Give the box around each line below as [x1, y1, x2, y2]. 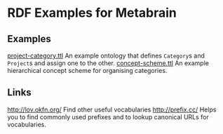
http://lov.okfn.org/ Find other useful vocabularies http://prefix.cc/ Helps [7, 105, 217, 114]
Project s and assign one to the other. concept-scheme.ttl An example [7, 59, 209, 67]
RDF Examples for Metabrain [7, 5, 177, 21]
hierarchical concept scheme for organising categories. [7, 67, 168, 74]
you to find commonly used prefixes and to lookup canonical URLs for [7, 112, 209, 121]
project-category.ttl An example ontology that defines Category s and [7, 51, 205, 60]
